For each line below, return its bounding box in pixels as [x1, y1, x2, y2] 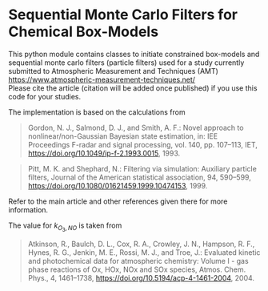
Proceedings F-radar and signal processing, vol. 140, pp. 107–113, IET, [27, 139, 258, 149]
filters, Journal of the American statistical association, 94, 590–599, [27, 172, 252, 182]
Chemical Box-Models [8, 22, 158, 41]
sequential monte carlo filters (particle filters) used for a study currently [8, 58, 245, 67]
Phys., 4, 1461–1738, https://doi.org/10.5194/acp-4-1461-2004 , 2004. [27, 273, 254, 283]
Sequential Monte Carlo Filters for [8, 6, 238, 24]
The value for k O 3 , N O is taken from [8, 220, 122, 233]
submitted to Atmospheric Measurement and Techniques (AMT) [8, 66, 218, 75]
